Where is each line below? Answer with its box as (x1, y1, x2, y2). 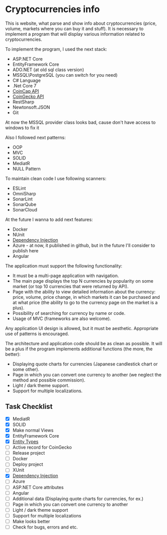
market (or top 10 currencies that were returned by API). (12, 283, 129, 289)
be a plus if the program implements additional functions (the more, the (5, 346, 153, 352)
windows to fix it (5, 125, 39, 131)
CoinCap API (12, 88, 39, 94)
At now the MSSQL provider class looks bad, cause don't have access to (5, 119, 156, 125)
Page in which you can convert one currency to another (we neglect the (12, 371, 162, 378)
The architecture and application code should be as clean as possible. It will (5, 340, 162, 346)
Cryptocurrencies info (5, 4, 100, 15)
